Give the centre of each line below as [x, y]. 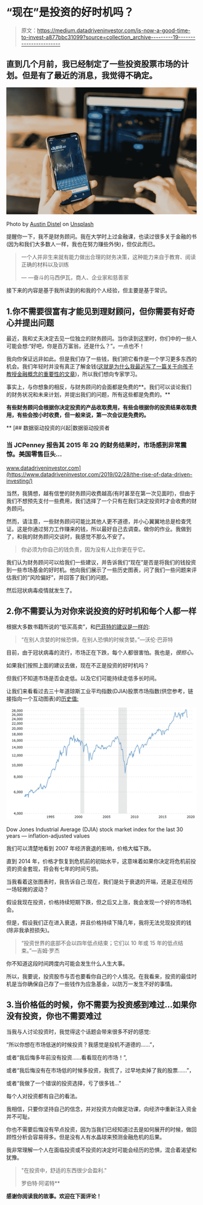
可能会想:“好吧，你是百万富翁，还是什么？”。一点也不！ [76, 346]
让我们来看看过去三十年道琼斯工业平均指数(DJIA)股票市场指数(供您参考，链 [100, 691]
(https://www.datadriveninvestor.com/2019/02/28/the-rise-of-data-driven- [99, 474]
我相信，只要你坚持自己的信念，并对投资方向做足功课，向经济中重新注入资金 [101, 1109]
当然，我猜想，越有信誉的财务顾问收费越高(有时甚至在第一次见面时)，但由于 [101, 493]
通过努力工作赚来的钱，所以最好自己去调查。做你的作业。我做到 [112, 529]
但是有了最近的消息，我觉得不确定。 [89, 75]
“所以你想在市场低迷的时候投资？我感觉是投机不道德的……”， [82, 1045]
